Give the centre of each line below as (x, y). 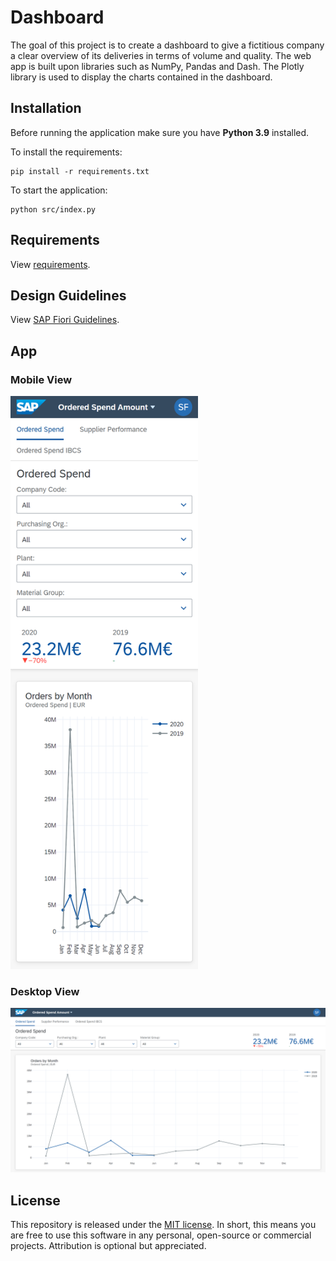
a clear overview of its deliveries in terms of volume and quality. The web (161, 55)
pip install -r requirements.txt (80, 171)
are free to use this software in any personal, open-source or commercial (161, 1235)
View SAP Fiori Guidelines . (65, 320)
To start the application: (59, 190)
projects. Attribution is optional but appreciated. (108, 1245)
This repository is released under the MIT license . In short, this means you (163, 1224)
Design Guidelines (68, 295)
